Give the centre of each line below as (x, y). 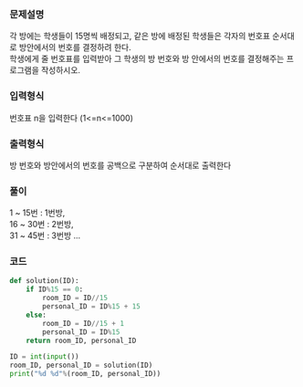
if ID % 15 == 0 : (55, 289)
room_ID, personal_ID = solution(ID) (81, 366)
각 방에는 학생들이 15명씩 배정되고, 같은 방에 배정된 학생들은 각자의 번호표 (140, 36)
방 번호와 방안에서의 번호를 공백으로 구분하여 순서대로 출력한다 (120, 165)
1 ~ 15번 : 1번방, (37, 213)
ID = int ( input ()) (44, 357)
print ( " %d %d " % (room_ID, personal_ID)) (85, 374)
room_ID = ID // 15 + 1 (84, 323)
